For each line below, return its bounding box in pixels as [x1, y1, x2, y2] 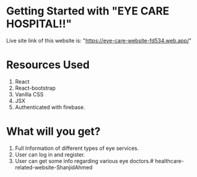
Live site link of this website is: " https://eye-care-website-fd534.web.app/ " [6, 37, 192, 44]
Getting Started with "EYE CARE [6, 4, 169, 18]
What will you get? [6, 125, 101, 138]
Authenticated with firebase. [14, 104, 85, 111]
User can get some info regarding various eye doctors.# [14, 157, 154, 164]
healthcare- [155, 157, 184, 164]
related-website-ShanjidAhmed [14, 164, 93, 171]
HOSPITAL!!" [6, 17, 72, 31]
